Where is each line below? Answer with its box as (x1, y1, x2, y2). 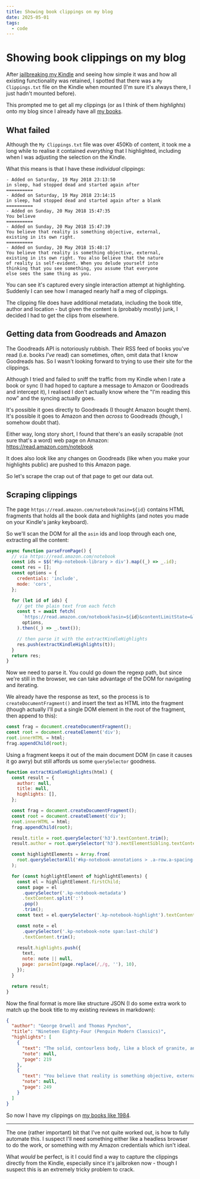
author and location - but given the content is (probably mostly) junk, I (6, 306, 178, 312)
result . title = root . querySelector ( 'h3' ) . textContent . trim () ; (11, 835, 169, 841)
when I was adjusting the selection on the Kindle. (6, 153, 127, 161)
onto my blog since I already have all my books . (6, 108, 123, 115)
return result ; (11, 983, 49, 989)
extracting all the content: (6, 536, 69, 543)
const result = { (11, 774, 55, 781)
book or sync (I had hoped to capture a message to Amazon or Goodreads (6, 381, 189, 389)
